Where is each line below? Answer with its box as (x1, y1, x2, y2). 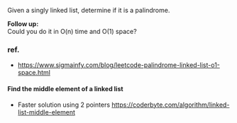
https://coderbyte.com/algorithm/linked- (111, 100, 230, 109)
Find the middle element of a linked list (7, 84, 123, 93)
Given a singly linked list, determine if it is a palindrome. (7, 6, 170, 14)
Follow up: (7, 20, 39, 28)
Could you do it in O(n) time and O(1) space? (7, 28, 137, 35)
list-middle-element (17, 107, 76, 116)
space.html (17, 69, 51, 77)
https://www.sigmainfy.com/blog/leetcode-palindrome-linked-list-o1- (17, 61, 220, 69)
